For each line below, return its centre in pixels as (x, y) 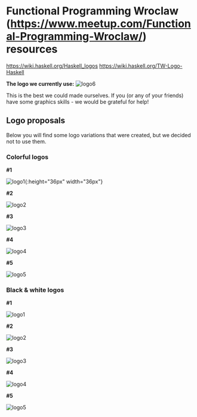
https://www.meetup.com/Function (101, 24)
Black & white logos (35, 290)
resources (32, 49)
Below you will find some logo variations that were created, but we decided (98, 135)
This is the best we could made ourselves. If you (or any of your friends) (95, 95)
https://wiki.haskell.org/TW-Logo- (141, 66)
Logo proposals (36, 121)
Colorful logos (27, 157)
